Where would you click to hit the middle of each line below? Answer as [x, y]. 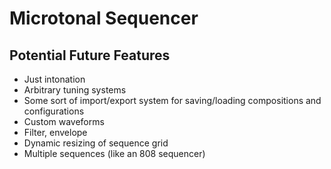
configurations [54, 111]
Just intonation [54, 79]
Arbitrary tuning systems [75, 90]
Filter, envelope [55, 132]
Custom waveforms [64, 121]
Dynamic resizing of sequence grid [96, 143]
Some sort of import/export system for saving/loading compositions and [172, 100]
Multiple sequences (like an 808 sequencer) [114, 153]
